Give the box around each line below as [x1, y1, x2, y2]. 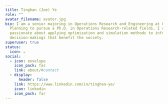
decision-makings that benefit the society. [9, 35, 104, 40]
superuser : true [5, 40, 39, 45]
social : [5, 53, 21, 59]
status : [5, 44, 21, 49]
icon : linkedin [14, 86, 46, 91]
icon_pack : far [14, 91, 46, 96]
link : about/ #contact [14, 68, 59, 73]
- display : [9, 72, 32, 77]
